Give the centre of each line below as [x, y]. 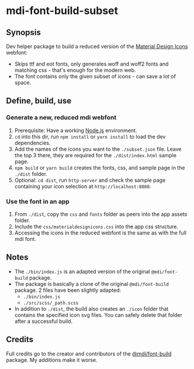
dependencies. [32, 143]
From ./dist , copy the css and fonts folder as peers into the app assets [101, 214]
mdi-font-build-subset [62, 11]
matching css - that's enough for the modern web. [75, 70]
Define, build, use [39, 101]
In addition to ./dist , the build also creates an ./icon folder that [91, 309]
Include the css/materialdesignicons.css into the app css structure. [96, 226]
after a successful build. [44, 321]
